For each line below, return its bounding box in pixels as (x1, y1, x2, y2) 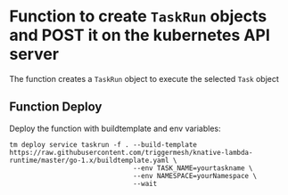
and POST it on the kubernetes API (9, 25, 270, 45)
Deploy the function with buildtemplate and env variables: (9, 123, 221, 134)
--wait (132, 179, 158, 188)
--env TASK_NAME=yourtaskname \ (132, 163, 253, 173)
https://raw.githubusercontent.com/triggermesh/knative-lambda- (9, 148, 253, 157)
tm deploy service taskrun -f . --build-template (9, 140, 198, 149)
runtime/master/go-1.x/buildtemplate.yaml (9, 156, 169, 165)
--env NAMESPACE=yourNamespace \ (132, 171, 257, 180)
